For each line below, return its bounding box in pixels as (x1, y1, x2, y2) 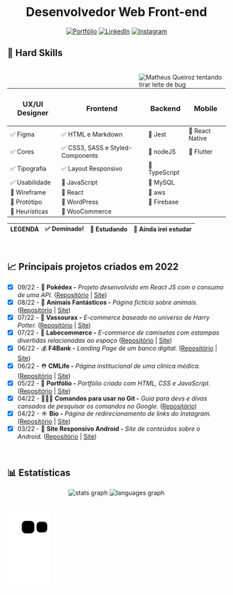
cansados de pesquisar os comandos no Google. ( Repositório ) (17, 402, 198, 410)
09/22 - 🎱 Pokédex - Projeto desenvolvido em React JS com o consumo (17, 283, 224, 291)
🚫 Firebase (148, 198, 179, 206)
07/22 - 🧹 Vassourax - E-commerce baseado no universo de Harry (17, 313, 210, 321)
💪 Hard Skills (7, 47, 63, 59)
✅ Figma (10, 130, 35, 139)
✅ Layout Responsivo (61, 164, 123, 173)
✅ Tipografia (10, 164, 47, 173)
